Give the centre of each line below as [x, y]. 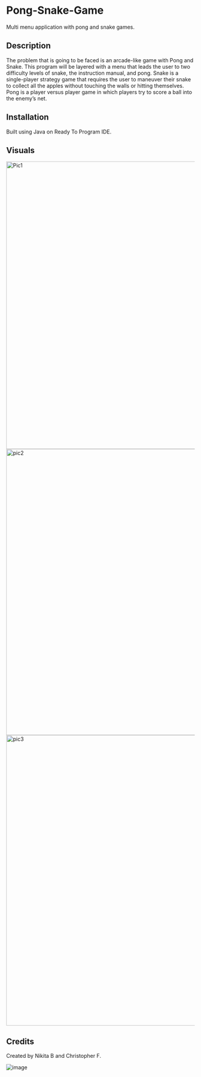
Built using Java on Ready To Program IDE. [59, 132]
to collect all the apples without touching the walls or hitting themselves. [95, 86]
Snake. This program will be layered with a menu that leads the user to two [98, 66]
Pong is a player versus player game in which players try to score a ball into [99, 92]
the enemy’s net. [27, 98]
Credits [20, 1041]
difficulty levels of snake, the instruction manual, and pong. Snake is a [92, 73]
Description [28, 46]
